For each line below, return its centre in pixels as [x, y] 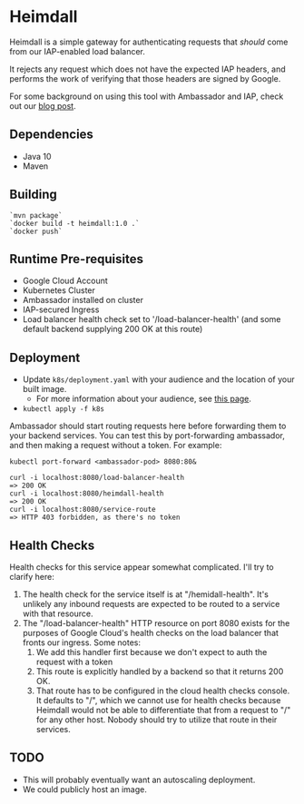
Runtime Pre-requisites [76, 259]
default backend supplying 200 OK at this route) [113, 329]
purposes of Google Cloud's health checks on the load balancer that [151, 633]
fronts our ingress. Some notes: [81, 642]
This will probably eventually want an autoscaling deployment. [139, 779]
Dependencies [51, 135]
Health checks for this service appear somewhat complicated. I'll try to [142, 567]
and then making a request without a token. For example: [116, 446]
